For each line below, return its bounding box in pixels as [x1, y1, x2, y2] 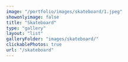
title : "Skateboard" [6, 19, 57, 25]
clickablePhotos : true [6, 42, 62, 48]
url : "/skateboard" [6, 47, 54, 53]
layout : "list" [6, 31, 44, 37]
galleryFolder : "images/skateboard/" [6, 36, 99, 42]
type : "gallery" [6, 25, 46, 31]
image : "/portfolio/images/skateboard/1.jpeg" [6, 8, 123, 15]
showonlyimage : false [6, 14, 60, 20]
